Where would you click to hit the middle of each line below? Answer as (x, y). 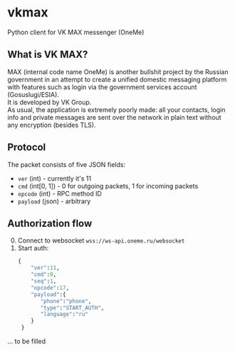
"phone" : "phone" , (66, 301)
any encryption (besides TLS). (52, 125)
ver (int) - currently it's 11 (54, 178)
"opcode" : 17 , (50, 288)
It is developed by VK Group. (49, 102)
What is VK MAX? (48, 55)
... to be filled (27, 341)
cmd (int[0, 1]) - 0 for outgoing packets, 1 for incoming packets (108, 185)
